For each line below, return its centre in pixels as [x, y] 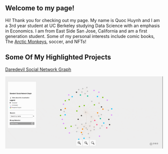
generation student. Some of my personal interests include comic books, [80, 36]
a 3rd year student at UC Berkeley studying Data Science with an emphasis [82, 25]
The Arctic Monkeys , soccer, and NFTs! [46, 41]
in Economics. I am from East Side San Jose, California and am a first [76, 31]
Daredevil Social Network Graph [38, 69]
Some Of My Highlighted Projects [58, 57]
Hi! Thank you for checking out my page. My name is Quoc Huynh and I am [82, 20]
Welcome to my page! [40, 8]
